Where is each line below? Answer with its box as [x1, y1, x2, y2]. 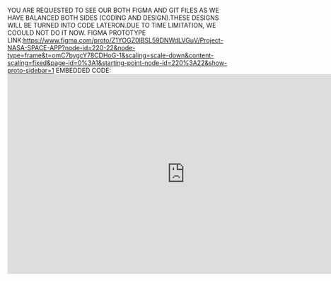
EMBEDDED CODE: [55, 67, 112, 74]
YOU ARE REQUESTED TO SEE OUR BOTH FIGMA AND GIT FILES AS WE [7, 6, 219, 14]
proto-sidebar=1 [7, 67, 54, 74]
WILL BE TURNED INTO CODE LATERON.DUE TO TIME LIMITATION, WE [7, 21, 216, 29]
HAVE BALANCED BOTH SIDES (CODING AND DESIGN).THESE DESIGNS [7, 13, 219, 22]
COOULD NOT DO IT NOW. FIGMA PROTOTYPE [7, 28, 146, 37]
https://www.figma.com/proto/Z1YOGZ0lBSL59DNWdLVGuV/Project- [23, 36, 224, 45]
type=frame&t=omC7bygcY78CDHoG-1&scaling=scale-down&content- [7, 51, 214, 59]
